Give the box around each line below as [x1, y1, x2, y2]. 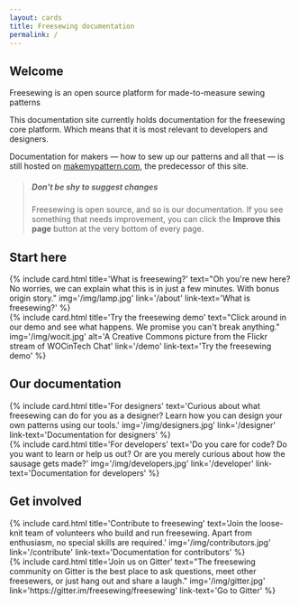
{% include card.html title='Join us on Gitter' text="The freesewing [9, 556, 257, 567]
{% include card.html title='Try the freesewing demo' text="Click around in [9, 312, 286, 322]
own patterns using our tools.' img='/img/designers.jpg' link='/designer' [9, 419, 276, 430]
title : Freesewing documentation [9, 22, 135, 31]
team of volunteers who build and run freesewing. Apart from [24, 527, 252, 538]
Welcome [9, 63, 64, 79]
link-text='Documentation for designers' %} [9, 429, 171, 440]
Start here [9, 249, 68, 265]
